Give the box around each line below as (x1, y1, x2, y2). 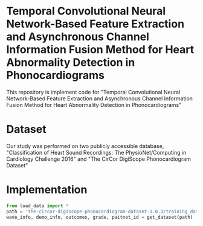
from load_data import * (6, 202, 69, 209)
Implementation (6, 183, 88, 197)
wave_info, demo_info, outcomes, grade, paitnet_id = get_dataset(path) (6, 214, 193, 220)
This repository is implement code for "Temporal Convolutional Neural (6, 88, 181, 95)
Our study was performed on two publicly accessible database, (6, 142, 164, 149)
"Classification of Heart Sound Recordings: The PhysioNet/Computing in (6, 149, 187, 156)
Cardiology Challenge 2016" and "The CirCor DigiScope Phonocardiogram (6, 155, 192, 163)
